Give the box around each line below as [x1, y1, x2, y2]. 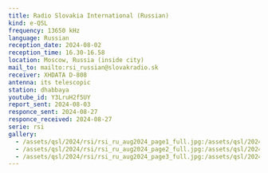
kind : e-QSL [8, 19, 48, 27]
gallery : [8, 130, 37, 138]
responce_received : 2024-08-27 [8, 116, 112, 124]
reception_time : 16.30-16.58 [8, 49, 105, 57]
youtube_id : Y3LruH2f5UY [8, 93, 91, 101]
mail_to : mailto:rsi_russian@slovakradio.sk [8, 64, 159, 72]
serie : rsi [8, 123, 45, 131]
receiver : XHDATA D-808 [8, 71, 88, 79]
